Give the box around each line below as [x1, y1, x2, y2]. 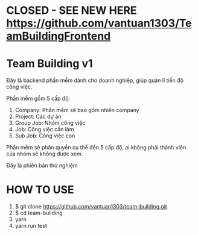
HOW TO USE [6, 183, 74, 196]
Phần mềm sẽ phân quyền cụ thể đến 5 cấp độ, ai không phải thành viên [6, 144, 187, 151]
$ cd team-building [14, 209, 63, 217]
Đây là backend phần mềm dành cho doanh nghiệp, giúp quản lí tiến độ [6, 77, 184, 84]
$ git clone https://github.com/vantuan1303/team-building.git [14, 203, 167, 210]
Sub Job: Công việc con [14, 132, 75, 139]
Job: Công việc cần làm [14, 126, 74, 133]
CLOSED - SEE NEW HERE [6, 4, 137, 17]
